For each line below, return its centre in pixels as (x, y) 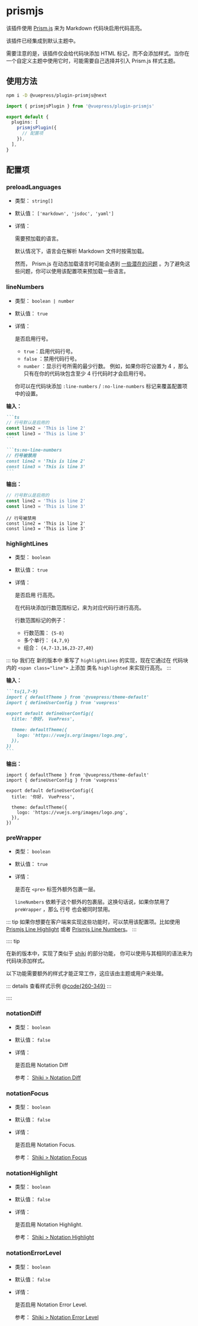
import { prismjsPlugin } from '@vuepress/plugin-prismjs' (80, 106)
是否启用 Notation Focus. (45, 1144)
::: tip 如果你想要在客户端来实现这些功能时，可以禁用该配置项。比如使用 (93, 922)
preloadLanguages (34, 187)
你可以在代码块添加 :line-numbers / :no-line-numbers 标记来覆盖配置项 (101, 386)
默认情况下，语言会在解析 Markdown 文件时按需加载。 (81, 251)
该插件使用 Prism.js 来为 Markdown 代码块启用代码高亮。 (76, 28)
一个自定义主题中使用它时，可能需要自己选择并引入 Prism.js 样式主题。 (92, 61)
